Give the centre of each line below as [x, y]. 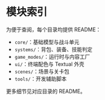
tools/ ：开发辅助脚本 [40, 79]
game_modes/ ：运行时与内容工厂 [52, 56]
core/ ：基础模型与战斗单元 [47, 42]
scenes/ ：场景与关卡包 [42, 71]
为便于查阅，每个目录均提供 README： [54, 29]
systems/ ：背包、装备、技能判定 [53, 49]
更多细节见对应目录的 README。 [46, 91]
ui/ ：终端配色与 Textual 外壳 [49, 64]
